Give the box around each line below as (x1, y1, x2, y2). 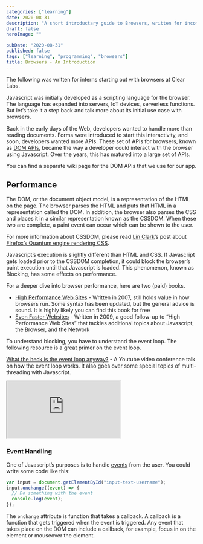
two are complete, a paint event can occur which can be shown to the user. (6, 221, 194, 228)
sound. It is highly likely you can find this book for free (14, 306, 150, 314)
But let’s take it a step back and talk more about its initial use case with (6, 106, 182, 114)
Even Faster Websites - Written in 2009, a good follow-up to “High (14, 313, 180, 320)
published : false (6, 48, 50, 54)
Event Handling (6, 447, 53, 456)
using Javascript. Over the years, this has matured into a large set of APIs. (6, 151, 191, 158)
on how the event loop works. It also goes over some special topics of (6, 362, 181, 369)
